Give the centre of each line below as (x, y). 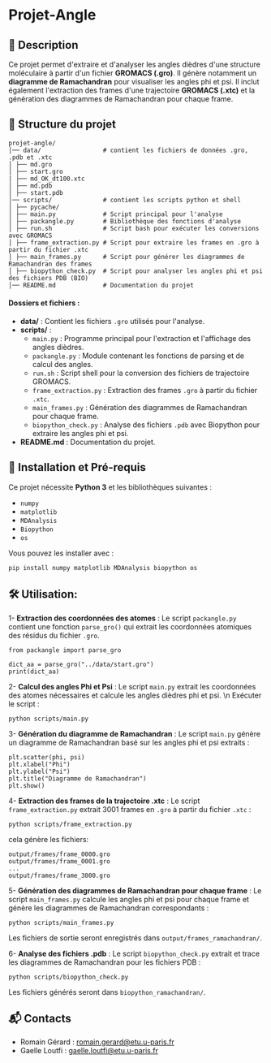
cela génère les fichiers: (49, 839)
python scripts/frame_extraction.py (70, 824)
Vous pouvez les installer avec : (61, 553)
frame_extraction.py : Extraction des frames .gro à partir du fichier (145, 391)
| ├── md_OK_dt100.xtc (47, 179)
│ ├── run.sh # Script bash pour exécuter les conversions (134, 228)
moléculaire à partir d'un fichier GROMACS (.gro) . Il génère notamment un (133, 73)
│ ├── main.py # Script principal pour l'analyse (116, 214)
